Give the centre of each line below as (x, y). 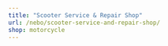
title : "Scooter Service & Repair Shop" (76, 15)
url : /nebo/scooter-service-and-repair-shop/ (84, 23)
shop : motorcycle (37, 30)
